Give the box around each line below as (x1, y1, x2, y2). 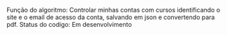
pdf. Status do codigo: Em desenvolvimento (6, 21, 132, 28)
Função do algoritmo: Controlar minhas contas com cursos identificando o (6, 6, 221, 14)
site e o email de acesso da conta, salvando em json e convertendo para (6, 13, 215, 21)
